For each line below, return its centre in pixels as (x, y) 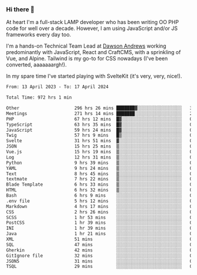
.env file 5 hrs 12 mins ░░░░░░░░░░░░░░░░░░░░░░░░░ (94, 201)
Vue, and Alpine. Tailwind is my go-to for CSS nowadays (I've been (87, 59)
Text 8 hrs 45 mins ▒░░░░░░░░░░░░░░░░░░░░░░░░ (94, 174)
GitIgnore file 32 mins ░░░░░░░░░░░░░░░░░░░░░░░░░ (94, 256)
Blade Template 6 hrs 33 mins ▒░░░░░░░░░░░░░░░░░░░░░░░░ (94, 185)
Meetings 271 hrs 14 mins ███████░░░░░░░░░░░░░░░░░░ (94, 113)
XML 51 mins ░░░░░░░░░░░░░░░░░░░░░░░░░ (94, 239)
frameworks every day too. (39, 35)
